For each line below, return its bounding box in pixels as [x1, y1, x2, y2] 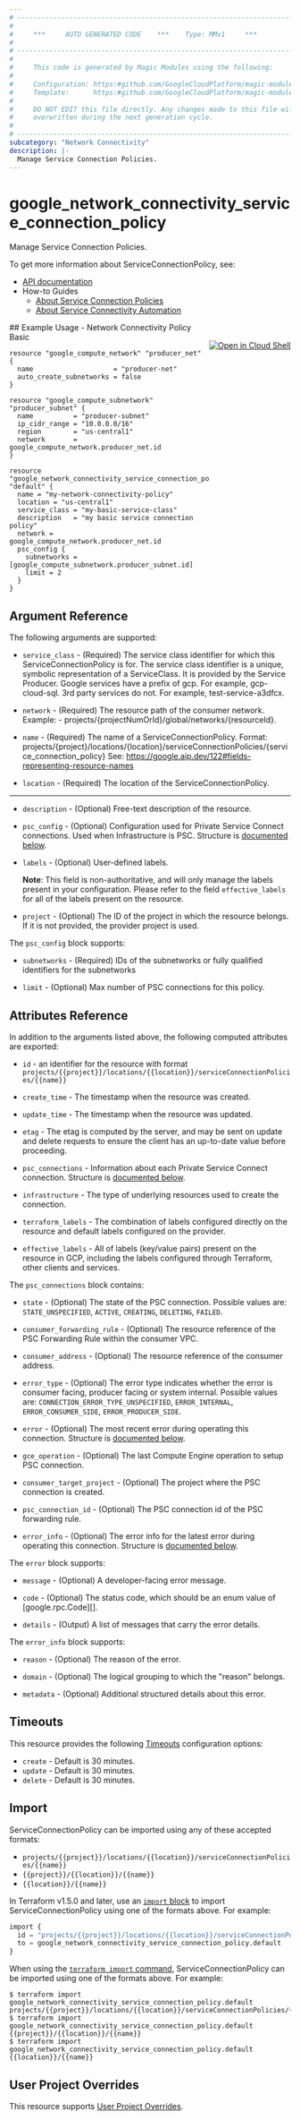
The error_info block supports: [9, 1637, 126, 1647]
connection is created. [21, 1487, 105, 1498]
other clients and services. [21, 1262, 121, 1273]
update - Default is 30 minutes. [21, 1765, 136, 1775]
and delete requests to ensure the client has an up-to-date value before [21, 1136, 286, 1147]
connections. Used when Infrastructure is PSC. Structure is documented [21, 830, 288, 842]
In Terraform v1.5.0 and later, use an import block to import [9, 1895, 226, 1906]
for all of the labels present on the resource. [21, 893, 185, 904]
